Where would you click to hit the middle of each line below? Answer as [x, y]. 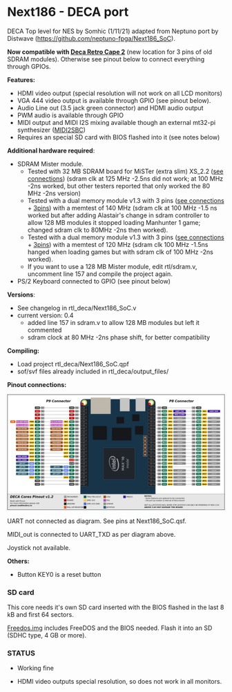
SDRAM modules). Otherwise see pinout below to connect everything [106, 59]
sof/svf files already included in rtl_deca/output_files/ [93, 371]
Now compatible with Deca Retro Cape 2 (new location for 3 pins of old [110, 52]
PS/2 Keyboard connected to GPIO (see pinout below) [94, 281]
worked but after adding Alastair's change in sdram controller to [118, 215]
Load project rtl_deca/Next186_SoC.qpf [73, 364]
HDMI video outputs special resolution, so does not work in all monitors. [119, 682]
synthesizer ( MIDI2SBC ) [51, 130]
